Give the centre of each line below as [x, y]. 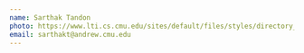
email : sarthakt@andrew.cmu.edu [70, 34]
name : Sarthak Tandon [50, 18]
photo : [22, 26]
